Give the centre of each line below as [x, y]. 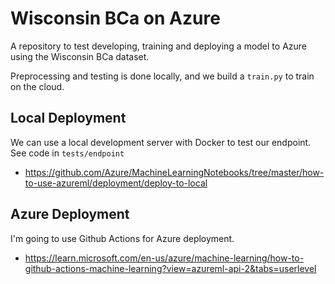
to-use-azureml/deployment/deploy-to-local [116, 183]
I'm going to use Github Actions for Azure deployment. [122, 238]
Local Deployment [68, 118]
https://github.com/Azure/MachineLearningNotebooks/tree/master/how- [174, 172]
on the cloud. [37, 86]
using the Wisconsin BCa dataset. [80, 56]
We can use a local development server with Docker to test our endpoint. [161, 142]
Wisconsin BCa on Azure [115, 18]
